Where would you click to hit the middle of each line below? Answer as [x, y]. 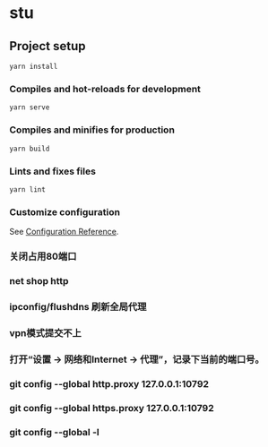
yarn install [34, 66]
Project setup [48, 46]
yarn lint [28, 189]
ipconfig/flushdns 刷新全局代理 [78, 306]
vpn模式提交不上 [46, 332]
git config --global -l [55, 432]
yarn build [30, 149]
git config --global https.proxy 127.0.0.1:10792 [112, 408]
